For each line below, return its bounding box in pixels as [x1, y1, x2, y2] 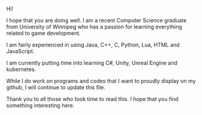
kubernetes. [6, 66, 36, 73]
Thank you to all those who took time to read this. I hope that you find [6, 96, 179, 102]
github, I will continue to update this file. [6, 84, 106, 91]
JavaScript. [6, 48, 35, 55]
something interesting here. [6, 102, 75, 109]
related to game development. [6, 30, 81, 37]
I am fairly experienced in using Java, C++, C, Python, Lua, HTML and [6, 42, 180, 48]
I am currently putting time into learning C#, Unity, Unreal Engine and [6, 60, 178, 66]
